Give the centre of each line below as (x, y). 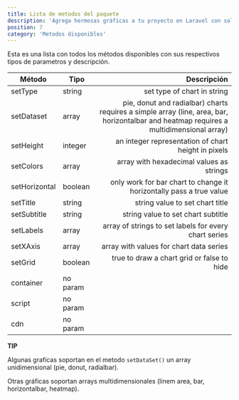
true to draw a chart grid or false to (170, 258)
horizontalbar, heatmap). (43, 389)
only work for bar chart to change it (169, 183)
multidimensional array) (188, 130)
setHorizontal (33, 187)
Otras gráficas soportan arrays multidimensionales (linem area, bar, (106, 381)
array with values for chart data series (165, 247)
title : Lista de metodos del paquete (63, 14)
